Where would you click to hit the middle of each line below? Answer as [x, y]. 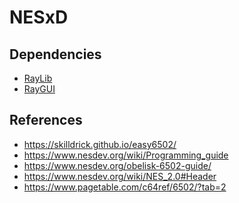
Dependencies [55, 54]
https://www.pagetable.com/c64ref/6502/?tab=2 [125, 187]
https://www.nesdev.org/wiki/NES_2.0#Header [120, 176]
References [46, 120]
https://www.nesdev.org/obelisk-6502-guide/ [117, 165]
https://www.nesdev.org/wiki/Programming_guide [126, 155]
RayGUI [39, 89]
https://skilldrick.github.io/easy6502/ [100, 144]
